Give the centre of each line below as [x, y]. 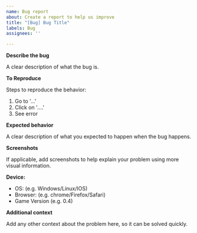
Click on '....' [29, 107]
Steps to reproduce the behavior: [46, 90]
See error [26, 114]
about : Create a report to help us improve [60, 17]
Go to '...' [25, 101]
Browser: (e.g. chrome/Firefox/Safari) [60, 195]
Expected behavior [30, 125]
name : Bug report [27, 12]
